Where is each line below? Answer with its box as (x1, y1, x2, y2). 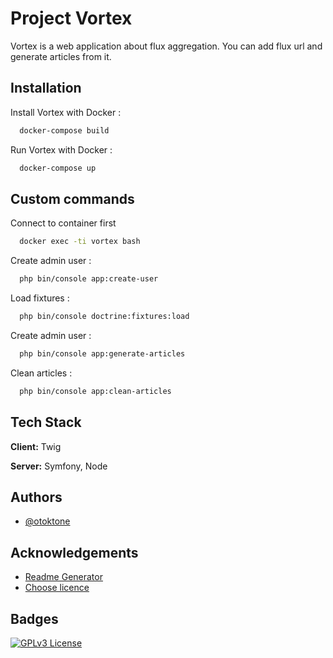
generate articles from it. (10, 50, 112, 62)
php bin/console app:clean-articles (19, 386, 172, 396)
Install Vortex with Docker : (10, 106, 122, 118)
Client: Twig (10, 440, 62, 452)
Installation (10, 80, 82, 97)
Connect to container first (10, 217, 117, 229)
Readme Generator (24, 571, 103, 583)
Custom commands (10, 190, 135, 207)
